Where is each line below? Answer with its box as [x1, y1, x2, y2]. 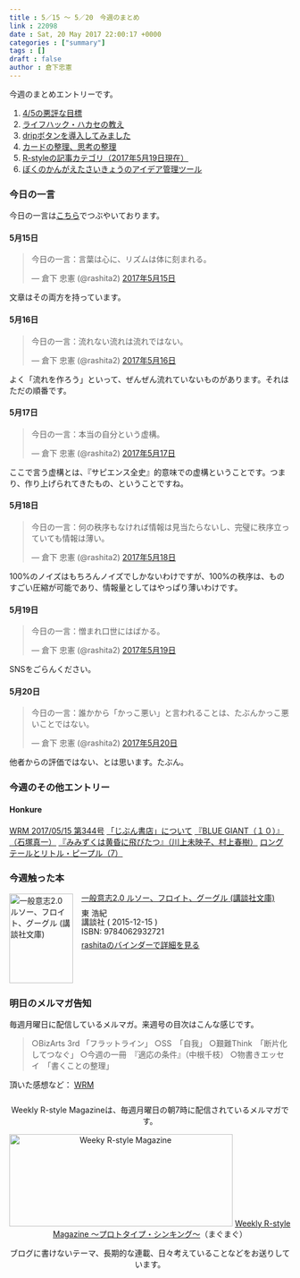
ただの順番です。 [9, 385, 71, 396]
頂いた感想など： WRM [9, 1079, 95, 1090]
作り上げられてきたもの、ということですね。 [24, 478, 189, 489]
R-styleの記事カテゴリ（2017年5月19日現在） [21, 152, 189, 163]
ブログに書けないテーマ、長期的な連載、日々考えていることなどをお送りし [10, 1248, 283, 1258]
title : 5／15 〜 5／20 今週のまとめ [9, 13, 140, 22]
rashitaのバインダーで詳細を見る [81, 940, 200, 950]
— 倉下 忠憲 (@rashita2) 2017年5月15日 [30, 273, 176, 284]
